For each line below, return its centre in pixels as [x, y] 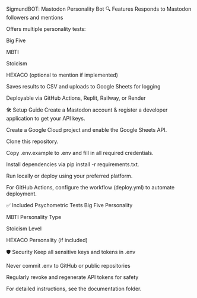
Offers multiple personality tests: [46, 29]
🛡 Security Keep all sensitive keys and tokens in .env [71, 252]
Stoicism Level [24, 229]
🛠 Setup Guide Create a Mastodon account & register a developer [87, 110]
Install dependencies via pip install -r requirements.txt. [73, 164]
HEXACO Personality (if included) [47, 240]
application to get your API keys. [46, 118]
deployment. [21, 194]
